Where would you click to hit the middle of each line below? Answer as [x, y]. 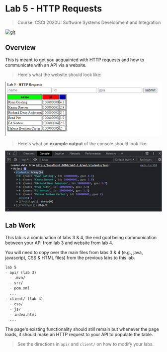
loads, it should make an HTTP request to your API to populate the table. [79, 335]
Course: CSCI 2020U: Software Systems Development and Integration [89, 22]
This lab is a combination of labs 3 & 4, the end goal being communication [81, 237]
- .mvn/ [18, 278]
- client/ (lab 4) [24, 299]
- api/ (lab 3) [21, 272]
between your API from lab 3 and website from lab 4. [59, 243]
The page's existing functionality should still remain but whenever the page [82, 329]
